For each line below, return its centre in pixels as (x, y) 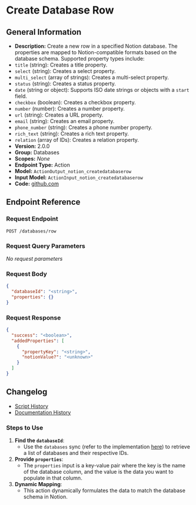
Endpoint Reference (43, 202)
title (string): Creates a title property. (61, 65)
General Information (44, 32)
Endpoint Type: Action (42, 165)
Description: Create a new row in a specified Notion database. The (96, 46)
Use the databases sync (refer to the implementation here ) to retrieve (107, 447)
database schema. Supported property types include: (79, 59)
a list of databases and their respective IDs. (76, 453)
